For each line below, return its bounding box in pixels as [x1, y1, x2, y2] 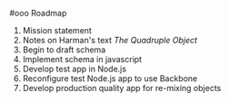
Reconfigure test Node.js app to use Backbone [22, 73, 198, 84]
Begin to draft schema [22, 44, 106, 55]
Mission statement [22, 25, 93, 35]
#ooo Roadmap [9, 8, 67, 18]
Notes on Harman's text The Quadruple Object [22, 35, 198, 45]
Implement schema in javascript [22, 54, 143, 64]
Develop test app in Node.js [22, 63, 127, 74]
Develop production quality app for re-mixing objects [22, 83, 222, 93]
